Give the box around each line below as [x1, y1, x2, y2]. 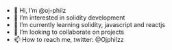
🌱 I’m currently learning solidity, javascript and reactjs [13, 21, 166, 28]
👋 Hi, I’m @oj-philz [13, 7, 66, 14]
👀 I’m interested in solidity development [13, 14, 125, 22]
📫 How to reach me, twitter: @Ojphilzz [13, 36, 125, 43]
